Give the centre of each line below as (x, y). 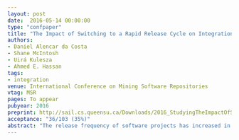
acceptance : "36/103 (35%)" (49, 119)
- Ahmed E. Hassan (34, 66)
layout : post (27, 14)
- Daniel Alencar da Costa (47, 47)
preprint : (22, 112)
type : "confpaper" (34, 27)
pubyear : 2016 (28, 106)
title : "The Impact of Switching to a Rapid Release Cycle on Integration (121, 34)
